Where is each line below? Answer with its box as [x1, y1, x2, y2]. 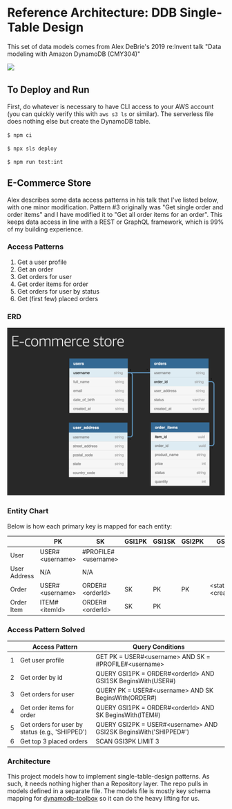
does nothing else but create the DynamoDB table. [7, 117, 151, 125]
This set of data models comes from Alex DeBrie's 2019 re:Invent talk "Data [7, 42, 222, 50]
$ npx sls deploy [7, 145, 57, 152]
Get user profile [20, 656, 65, 665]
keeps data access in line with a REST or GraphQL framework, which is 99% [7, 218, 224, 226]
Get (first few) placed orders [17, 294, 99, 303]
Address [10, 571, 35, 580]
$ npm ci [7, 131, 32, 139]
